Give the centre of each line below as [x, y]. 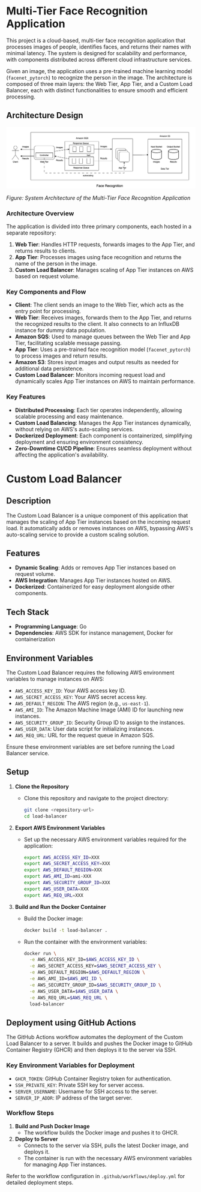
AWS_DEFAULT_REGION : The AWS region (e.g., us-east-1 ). [82, 703]
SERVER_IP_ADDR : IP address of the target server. [74, 1098]
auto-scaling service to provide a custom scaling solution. [78, 535]
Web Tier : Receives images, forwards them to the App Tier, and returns [103, 318]
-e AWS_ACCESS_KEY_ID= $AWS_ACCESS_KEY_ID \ [84, 960]
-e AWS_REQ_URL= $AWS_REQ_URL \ [68, 998]
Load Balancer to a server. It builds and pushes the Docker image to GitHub [99, 1044]
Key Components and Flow [46, 292]
